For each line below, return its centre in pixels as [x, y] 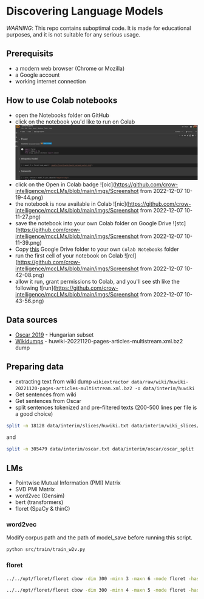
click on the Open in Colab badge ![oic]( [65, 184]
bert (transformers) [39, 502]
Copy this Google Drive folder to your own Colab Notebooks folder [97, 249]
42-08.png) [29, 275]
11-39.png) [29, 242]
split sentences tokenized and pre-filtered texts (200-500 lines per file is [106, 407]
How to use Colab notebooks [62, 101]
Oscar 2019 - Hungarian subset [54, 335]
